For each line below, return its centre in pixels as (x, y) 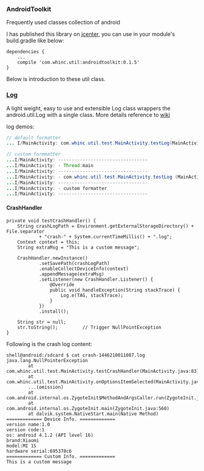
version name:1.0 (28, 424)
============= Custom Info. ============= (61, 456)
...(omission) (46, 387)
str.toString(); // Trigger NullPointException (90, 327)
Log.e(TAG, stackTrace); (92, 295)
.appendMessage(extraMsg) (71, 274)
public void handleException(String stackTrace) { (115, 290)
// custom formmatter (34, 154)
